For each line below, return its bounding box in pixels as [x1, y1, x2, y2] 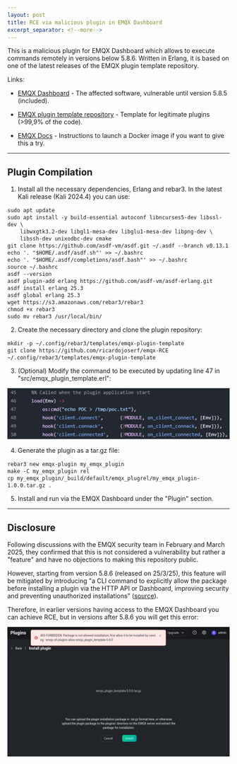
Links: [7, 75, 25, 84]
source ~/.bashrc [7, 264, 59, 271]
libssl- [200, 214, 222, 221]
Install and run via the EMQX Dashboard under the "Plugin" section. [17, 494, 214, 503]
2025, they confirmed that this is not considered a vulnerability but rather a [7, 548, 226, 557]
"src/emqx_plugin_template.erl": [17, 374, 111, 383]
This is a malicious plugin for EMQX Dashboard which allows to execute [7, 47, 215, 55]
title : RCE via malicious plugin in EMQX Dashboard [7, 18, 162, 26]
